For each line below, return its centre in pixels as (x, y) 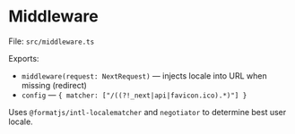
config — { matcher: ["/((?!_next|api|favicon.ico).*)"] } (134, 95)
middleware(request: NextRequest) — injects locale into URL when (144, 75)
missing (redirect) (54, 85)
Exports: (24, 58)
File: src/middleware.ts (52, 41)
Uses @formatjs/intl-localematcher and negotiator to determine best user (147, 112)
